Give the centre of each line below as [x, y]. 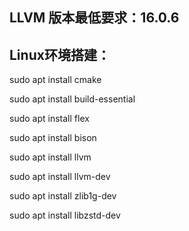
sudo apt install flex [49, 119]
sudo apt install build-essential [72, 99]
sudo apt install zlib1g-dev [63, 196]
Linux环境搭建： [60, 54]
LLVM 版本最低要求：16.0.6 [94, 18]
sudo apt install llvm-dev [60, 177]
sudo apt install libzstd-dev [65, 215]
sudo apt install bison [53, 138]
